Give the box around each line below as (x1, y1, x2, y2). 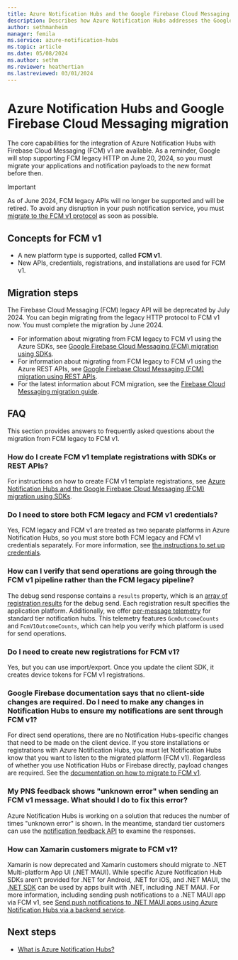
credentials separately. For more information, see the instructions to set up (7, 541, 225, 550)
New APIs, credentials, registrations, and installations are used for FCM (17, 258, 226, 267)
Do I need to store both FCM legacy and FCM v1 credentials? (7, 510, 218, 520)
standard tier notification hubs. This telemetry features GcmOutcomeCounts (7, 613, 220, 622)
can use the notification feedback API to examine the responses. (7, 827, 196, 835)
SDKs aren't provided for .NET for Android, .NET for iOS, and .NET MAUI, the (7, 875, 231, 884)
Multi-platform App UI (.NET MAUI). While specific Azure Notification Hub (7, 868, 222, 876)
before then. (7, 169, 44, 178)
